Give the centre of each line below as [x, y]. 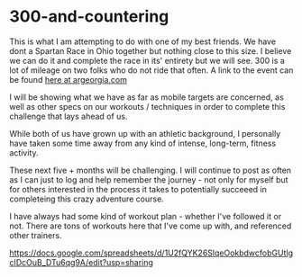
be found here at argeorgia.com [69, 79]
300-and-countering [89, 17]
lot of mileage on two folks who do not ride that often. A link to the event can [151, 70]
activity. [24, 152]
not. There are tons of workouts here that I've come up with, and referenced [151, 226]
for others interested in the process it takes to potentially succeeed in [138, 189]
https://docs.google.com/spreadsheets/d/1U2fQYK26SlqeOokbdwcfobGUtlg [151, 253]
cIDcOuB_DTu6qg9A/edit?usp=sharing [81, 262]
